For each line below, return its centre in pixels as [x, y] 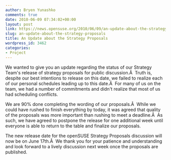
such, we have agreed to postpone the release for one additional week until [84, 120]
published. [16, 152]
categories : [18, 48]
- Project [16, 52]
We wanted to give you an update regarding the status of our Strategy [79, 67]
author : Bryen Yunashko [31, 10]
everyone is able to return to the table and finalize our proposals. [73, 126]
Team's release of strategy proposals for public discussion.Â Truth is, [79, 72]
